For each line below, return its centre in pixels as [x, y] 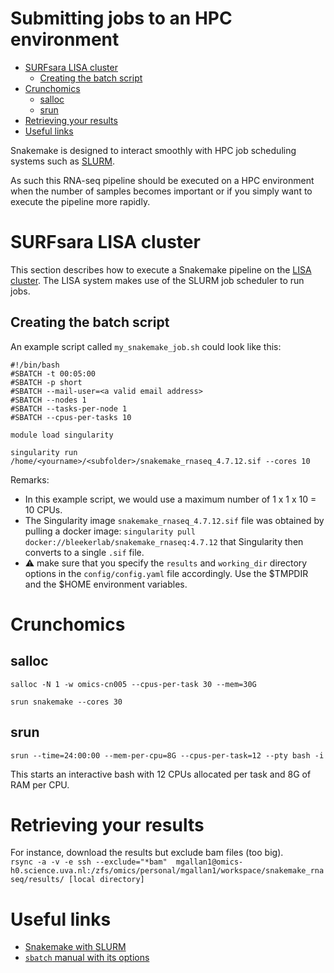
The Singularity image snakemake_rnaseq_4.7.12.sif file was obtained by [174, 520]
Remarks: [30, 479]
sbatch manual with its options [87, 958]
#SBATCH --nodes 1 [48, 400]
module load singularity [62, 435]
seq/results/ [37, 880]
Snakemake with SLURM [75, 947]
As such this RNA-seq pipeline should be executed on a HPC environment [162, 180]
